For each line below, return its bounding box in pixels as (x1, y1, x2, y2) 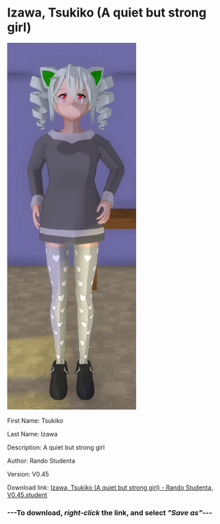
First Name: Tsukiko (7, 416, 64, 425)
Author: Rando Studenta (7, 456, 76, 465)
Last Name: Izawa (7, 429, 58, 438)
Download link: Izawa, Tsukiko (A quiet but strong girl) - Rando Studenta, (7, 483, 213, 492)
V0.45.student (7, 490, 47, 498)
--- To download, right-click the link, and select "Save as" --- (7, 507, 213, 517)
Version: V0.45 (7, 469, 49, 478)
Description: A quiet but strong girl (7, 443, 105, 452)
